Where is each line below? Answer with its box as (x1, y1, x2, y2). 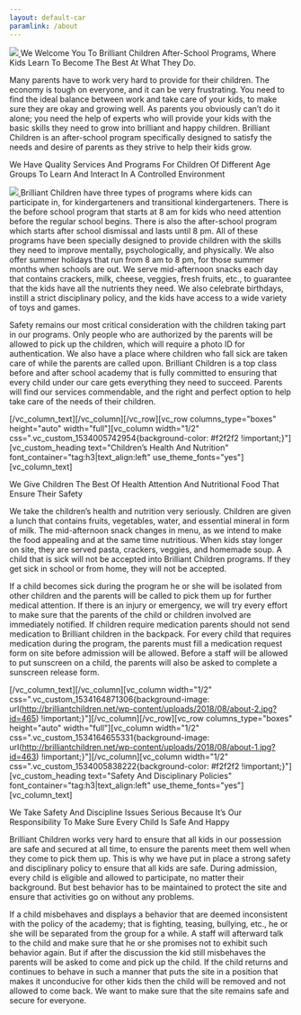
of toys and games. (9, 302, 81, 313)
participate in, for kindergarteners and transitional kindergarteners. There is (9, 196, 289, 207)
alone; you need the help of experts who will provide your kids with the (9, 113, 272, 123)
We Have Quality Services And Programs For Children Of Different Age (9, 159, 271, 169)
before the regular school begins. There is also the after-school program (9, 215, 278, 226)
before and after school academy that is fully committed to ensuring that (9, 367, 278, 378)
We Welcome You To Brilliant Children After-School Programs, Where (20, 47, 277, 59)
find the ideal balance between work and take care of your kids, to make (9, 94, 278, 104)
